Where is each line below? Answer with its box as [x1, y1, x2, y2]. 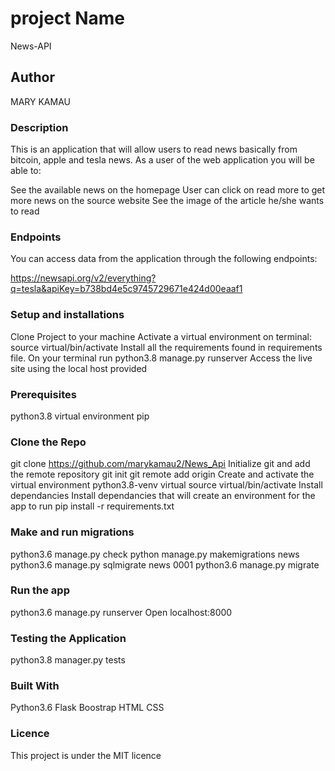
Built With [10, 679, 60, 693]
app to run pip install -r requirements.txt [10, 500, 175, 512]
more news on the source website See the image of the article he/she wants [10, 195, 325, 207]
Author [10, 69, 55, 86]
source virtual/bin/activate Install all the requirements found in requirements [10, 341, 323, 353]
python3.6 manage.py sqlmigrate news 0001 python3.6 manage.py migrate [10, 558, 320, 571]
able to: [10, 165, 42, 177]
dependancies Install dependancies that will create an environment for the [10, 490, 316, 502]
